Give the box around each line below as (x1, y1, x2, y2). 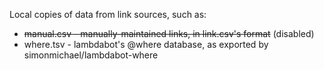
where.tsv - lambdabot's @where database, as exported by (23, 39, 269, 50)
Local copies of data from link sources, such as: (9, 9, 207, 20)
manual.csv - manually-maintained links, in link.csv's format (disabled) (23, 28, 315, 39)
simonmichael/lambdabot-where (23, 49, 159, 61)
